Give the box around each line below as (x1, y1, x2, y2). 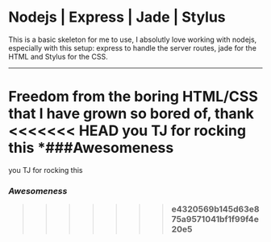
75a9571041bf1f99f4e (171, 214, 260, 225)
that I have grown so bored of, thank (8, 105, 254, 123)
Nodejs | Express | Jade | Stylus (8, 8, 226, 27)
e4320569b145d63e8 (171, 203, 260, 215)
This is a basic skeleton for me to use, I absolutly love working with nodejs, (8, 35, 257, 44)
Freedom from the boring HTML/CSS (8, 88, 258, 106)
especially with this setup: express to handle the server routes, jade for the (8, 43, 256, 52)
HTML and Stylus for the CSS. (8, 51, 108, 61)
